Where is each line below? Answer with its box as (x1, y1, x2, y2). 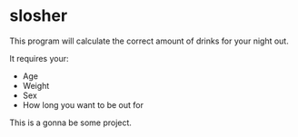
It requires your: (9, 53, 70, 64)
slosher (9, 5, 68, 26)
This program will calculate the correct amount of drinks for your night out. (9, 35, 289, 46)
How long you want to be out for (22, 99, 144, 110)
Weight (22, 80, 50, 91)
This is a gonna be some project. (9, 117, 132, 128)
